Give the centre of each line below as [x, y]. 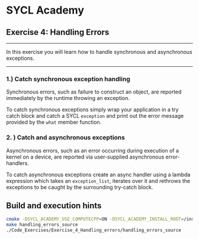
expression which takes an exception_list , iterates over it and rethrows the [98, 180]
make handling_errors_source [42, 225]
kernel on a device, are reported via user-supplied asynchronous [85, 157]
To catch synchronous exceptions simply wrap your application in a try [92, 109]
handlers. [18, 163]
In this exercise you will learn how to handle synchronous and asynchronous [99, 52]
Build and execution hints [54, 206]
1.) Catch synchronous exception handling [68, 79]
